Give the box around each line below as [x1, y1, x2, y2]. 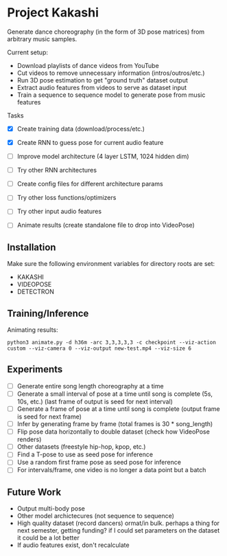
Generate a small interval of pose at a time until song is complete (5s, [16, 390, 213, 398]
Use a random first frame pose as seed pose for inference [16, 458, 182, 467]
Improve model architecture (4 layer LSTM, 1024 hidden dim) [16, 153, 190, 161]
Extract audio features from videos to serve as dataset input [16, 83, 187, 91]
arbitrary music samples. [7, 34, 77, 43]
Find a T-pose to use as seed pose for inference [16, 450, 153, 458]
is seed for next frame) [16, 412, 82, 421]
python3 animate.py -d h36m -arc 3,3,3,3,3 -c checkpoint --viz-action [7, 339, 216, 346]
